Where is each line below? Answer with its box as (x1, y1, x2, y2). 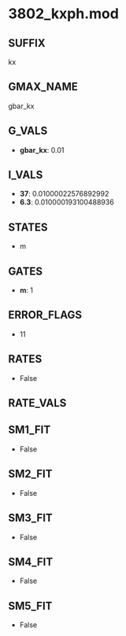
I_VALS (8, 168, 43, 182)
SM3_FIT (8, 512, 53, 525)
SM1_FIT (8, 423, 51, 436)
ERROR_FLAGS (8, 308, 83, 322)
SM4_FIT (8, 555, 54, 569)
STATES (8, 220, 49, 234)
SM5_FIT (8, 599, 53, 612)
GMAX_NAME (8, 80, 79, 93)
